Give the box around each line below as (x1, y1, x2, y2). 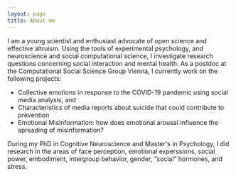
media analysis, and (17, 95, 77, 104)
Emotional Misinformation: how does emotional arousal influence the (17, 118, 219, 126)
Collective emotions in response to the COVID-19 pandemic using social (17, 88, 229, 97)
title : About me (7, 17, 55, 24)
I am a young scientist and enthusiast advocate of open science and (7, 36, 208, 45)
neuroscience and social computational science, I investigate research (7, 51, 213, 60)
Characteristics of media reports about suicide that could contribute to (17, 103, 225, 111)
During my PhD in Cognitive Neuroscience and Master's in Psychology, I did (7, 139, 230, 148)
